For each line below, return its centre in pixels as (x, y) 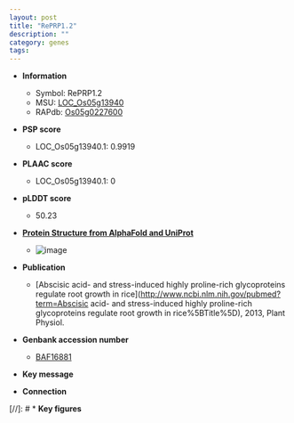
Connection (44, 392)
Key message (48, 374)
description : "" (39, 34)
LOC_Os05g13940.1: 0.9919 (85, 147)
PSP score (41, 129)
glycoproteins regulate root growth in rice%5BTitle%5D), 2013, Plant (160, 313)
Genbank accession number (75, 340)
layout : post (33, 17)
